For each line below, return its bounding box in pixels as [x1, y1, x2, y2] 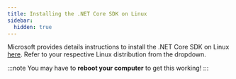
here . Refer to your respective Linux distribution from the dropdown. [7, 50, 207, 59]
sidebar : [7, 17, 33, 24]
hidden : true [13, 23, 52, 30]
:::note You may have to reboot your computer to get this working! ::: [7, 64, 209, 73]
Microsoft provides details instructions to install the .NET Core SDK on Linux [7, 43, 230, 51]
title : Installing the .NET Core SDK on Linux [7, 10, 147, 18]
